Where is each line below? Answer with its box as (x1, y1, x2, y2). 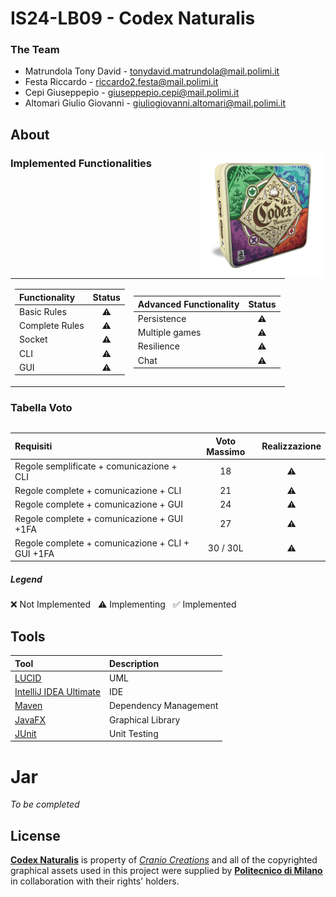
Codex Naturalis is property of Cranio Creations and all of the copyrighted (10, 854, 318, 866)
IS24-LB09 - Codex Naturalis (10, 7, 256, 30)
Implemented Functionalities (10, 156, 153, 170)
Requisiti (14, 440, 53, 452)
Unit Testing (108, 727, 159, 739)
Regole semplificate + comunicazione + (14, 460, 178, 472)
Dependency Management (108, 700, 219, 712)
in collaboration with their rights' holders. (10, 875, 180, 887)
